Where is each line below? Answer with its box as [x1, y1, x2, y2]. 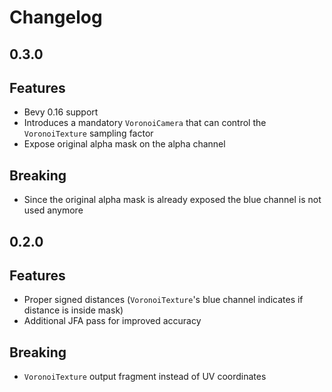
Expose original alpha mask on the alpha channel [23, 138, 226, 150]
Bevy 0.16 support [23, 106, 99, 118]
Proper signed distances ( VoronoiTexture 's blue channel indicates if [23, 294, 304, 306]
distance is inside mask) [23, 304, 124, 316]
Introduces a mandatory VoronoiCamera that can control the [23, 117, 267, 129]
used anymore [23, 204, 84, 216]
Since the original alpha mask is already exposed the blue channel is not [23, 194, 322, 206]
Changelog [9, 6, 103, 29]
